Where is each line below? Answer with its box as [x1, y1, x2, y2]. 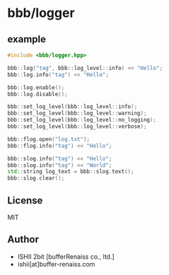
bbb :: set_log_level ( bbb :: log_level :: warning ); [7, 110, 147, 117]
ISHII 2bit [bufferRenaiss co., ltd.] [17, 252, 115, 261]
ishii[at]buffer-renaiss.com [17, 259, 95, 268]
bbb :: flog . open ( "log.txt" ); [7, 136, 91, 143]
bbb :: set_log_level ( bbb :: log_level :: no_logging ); [7, 117, 157, 124]
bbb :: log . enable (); [7, 83, 65, 91]
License [7, 194, 43, 206]
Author [7, 233, 39, 245]
